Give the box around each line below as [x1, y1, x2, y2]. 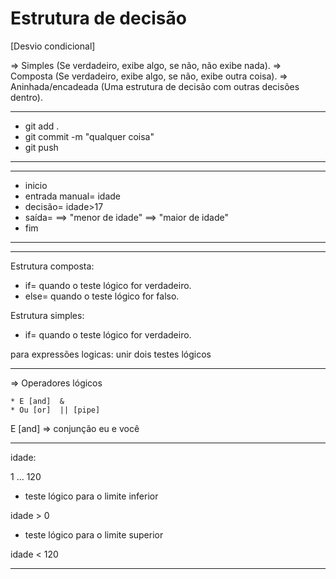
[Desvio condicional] [10, 40, 96, 52]
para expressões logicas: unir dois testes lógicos [10, 348, 212, 360]
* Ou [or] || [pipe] [10, 405, 101, 415]
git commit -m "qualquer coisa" [24, 130, 155, 142]
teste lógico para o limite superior [24, 528, 164, 541]
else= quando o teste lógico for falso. [24, 290, 180, 302]
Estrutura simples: [10, 309, 85, 321]
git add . [24, 120, 60, 132]
